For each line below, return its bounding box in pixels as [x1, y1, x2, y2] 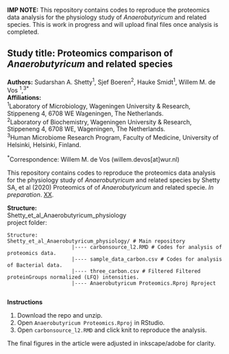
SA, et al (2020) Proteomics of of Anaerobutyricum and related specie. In [7, 183, 214, 191]
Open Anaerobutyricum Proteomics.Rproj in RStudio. [16, 318, 165, 327]
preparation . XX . [7, 190, 54, 199]
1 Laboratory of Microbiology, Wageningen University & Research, [7, 101, 191, 110]
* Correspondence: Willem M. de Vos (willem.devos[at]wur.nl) [7, 154, 180, 164]
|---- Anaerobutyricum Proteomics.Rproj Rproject [71, 280, 216, 287]
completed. [7, 27, 39, 36]
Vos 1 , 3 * [7, 85, 29, 95]
